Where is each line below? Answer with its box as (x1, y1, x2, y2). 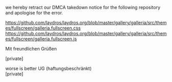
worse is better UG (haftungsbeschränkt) (5, 66, 92, 71)
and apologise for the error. (5, 10, 63, 16)
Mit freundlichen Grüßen (5, 46, 57, 51)
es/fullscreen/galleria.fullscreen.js (5, 36, 77, 42)
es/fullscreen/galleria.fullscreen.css (5, 25, 81, 31)
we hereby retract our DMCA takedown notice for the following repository (5, 5, 161, 10)
